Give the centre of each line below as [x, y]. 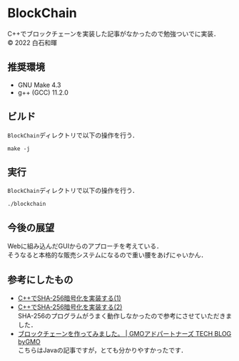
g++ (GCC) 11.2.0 [43, 92]
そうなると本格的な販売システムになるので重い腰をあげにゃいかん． [107, 255]
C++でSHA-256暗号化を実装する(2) [70, 307]
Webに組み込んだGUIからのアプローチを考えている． [85, 246]
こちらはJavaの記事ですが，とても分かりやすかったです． [102, 350]
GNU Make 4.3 [39, 85]
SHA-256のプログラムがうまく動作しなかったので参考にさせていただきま [125, 316]
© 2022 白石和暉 [32, 42]
